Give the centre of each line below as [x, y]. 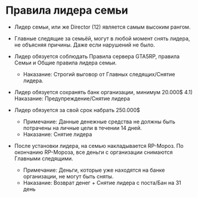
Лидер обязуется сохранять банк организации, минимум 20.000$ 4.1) [103, 92]
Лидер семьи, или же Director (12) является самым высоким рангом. [102, 27]
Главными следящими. [44, 158]
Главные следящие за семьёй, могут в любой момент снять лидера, [102, 38]
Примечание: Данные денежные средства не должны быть [99, 121]
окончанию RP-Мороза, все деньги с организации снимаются [93, 152]
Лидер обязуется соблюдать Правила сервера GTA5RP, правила [97, 56]
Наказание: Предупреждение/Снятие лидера [72, 98]
